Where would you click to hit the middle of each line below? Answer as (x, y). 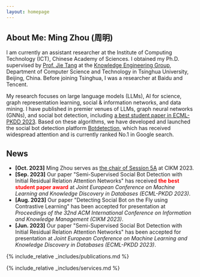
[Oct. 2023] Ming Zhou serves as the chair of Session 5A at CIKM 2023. (104, 168)
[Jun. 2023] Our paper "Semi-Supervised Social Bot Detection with (98, 226)
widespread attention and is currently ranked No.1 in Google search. (90, 135)
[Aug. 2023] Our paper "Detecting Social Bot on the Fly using (91, 200)
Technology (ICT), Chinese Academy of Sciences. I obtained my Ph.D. (93, 59)
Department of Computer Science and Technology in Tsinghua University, (98, 72)
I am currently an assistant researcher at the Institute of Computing (89, 52)
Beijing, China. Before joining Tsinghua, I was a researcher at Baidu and (95, 78)
